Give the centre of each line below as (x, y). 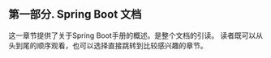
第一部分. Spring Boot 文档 (75, 14)
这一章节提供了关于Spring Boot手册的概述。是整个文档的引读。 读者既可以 (132, 35)
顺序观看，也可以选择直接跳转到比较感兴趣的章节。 (122, 45)
